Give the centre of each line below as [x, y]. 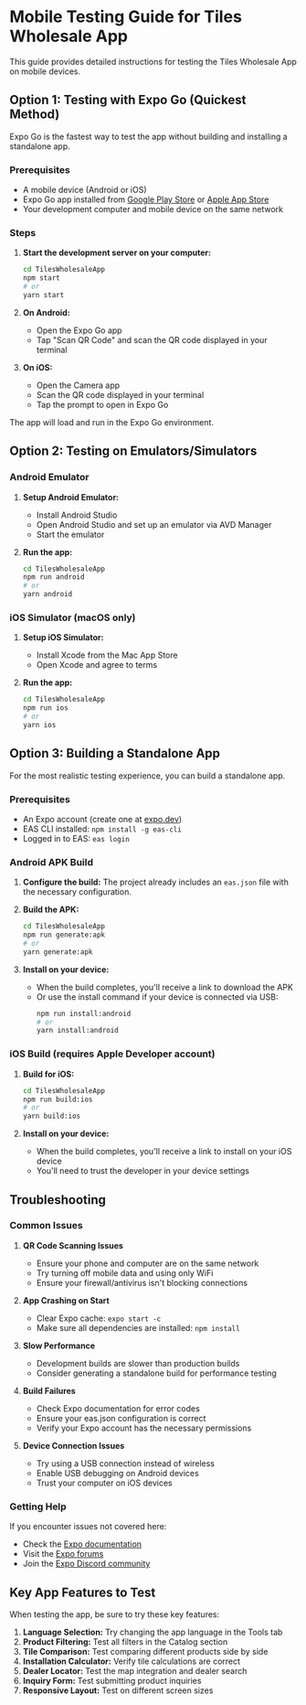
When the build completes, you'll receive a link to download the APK [165, 987]
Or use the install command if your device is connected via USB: [157, 997]
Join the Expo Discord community [86, 1564]
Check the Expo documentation [82, 1544]
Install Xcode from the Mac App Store [107, 655]
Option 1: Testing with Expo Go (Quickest [128, 100]
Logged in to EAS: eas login [76, 838]
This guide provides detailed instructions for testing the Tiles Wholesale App [153, 61]
